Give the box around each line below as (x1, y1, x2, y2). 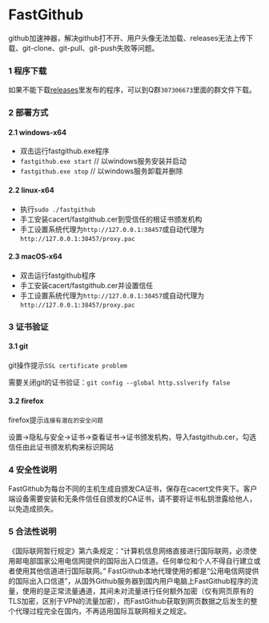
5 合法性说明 (8, 526, 57, 537)
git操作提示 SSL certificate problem (8, 360, 128, 370)
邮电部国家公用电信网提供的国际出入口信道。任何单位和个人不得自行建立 (14, 556, 254, 565)
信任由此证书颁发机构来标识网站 (8, 442, 114, 452)
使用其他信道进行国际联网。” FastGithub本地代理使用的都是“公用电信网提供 (14, 566, 259, 576)
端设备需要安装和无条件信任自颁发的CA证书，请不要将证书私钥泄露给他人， (8, 494, 257, 503)
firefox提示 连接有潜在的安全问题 (8, 415, 104, 425)
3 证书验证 (8, 321, 49, 332)
